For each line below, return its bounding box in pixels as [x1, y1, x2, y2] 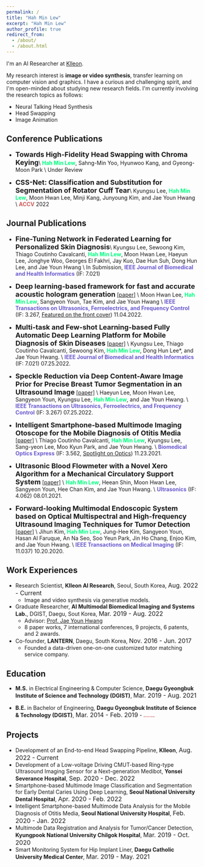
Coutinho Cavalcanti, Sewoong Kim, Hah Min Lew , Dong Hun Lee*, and [15, 347, 194, 354]
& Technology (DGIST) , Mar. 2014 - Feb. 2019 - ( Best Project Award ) [15, 710, 155, 719]
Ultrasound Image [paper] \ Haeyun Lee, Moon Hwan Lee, [15, 388, 175, 396]
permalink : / [6, 9, 40, 15]
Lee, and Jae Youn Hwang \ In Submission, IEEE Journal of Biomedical [15, 264, 194, 271]
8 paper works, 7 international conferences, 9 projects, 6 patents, [24, 624, 189, 631]
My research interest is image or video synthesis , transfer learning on [6, 72, 183, 79]
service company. [24, 651, 69, 658]
